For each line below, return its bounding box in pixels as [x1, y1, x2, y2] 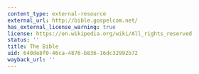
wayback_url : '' [7, 56, 55, 63]
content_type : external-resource [7, 10, 107, 18]
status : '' [7, 37, 40, 44]
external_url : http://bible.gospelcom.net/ [7, 17, 139, 24]
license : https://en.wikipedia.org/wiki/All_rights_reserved [7, 30, 193, 37]
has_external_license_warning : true [7, 23, 116, 30]
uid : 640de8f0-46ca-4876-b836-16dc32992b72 [7, 50, 139, 57]
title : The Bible [7, 43, 59, 50]
